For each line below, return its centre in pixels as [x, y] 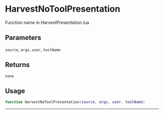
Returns [18, 65]
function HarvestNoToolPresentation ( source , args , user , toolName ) [75, 102]
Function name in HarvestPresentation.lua [47, 22]
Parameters [23, 38]
